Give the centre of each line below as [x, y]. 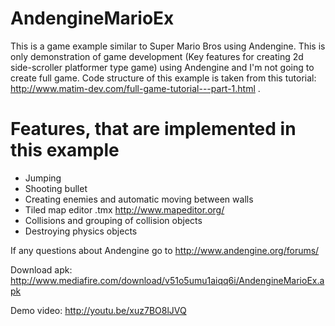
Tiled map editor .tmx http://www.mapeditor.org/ [124, 209]
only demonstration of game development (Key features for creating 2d [157, 56]
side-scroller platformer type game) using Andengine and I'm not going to [162, 67]
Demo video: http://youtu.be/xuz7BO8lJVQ [98, 310]
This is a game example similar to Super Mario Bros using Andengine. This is [168, 46]
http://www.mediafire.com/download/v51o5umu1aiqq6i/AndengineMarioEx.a [167, 280]
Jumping [43, 178]
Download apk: [41, 269]
